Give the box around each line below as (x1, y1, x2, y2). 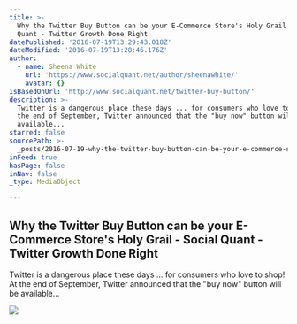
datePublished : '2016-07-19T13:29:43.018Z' (9, 37, 172, 47)
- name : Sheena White (17, 63, 97, 72)
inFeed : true (9, 152, 57, 162)
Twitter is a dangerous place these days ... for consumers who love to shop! (9, 269, 286, 280)
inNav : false (9, 169, 57, 178)
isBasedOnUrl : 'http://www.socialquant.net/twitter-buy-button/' (9, 87, 255, 96)
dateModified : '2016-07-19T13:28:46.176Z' (9, 46, 168, 55)
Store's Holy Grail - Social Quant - (73, 232, 263, 247)
